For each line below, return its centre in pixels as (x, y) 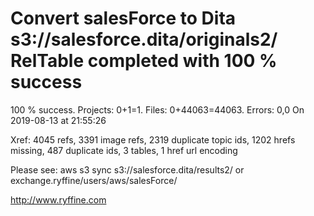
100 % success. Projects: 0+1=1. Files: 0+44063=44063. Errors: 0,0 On (157, 109)
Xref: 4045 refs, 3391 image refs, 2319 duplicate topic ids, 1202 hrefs (153, 139)
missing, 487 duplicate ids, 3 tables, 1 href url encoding (124, 150)
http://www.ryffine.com (58, 199)
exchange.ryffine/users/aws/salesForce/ (94, 180)
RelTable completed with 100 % (144, 61)
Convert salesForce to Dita (123, 18)
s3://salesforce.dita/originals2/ (144, 39)
